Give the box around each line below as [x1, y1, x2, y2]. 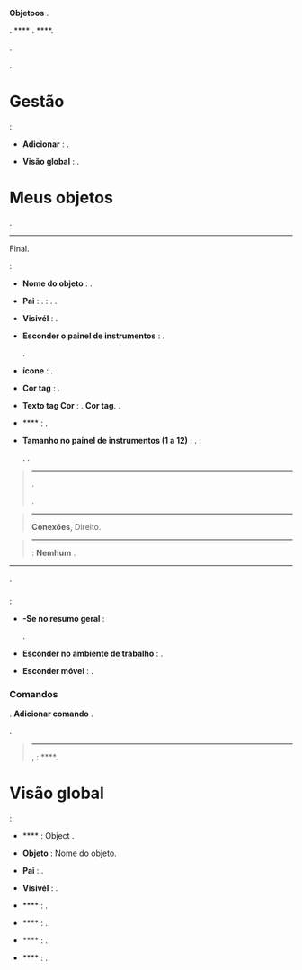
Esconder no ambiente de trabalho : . [22, 648, 164, 659]
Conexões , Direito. [31, 521, 102, 532]
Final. [9, 243, 30, 254]
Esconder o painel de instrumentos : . [22, 330, 165, 341]
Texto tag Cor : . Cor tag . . [22, 400, 121, 410]
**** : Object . [22, 831, 75, 841]
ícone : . [22, 364, 54, 376]
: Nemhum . [31, 547, 76, 558]
